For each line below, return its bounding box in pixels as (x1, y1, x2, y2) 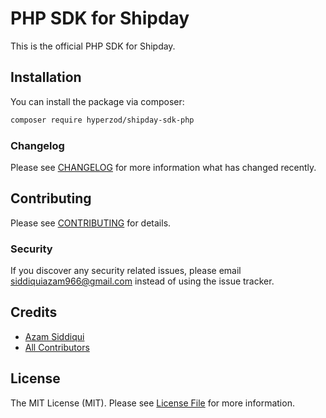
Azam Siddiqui (24, 330, 85, 342)
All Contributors (24, 341, 90, 353)
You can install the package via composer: (10, 95, 185, 107)
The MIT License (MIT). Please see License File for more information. (10, 397, 295, 409)
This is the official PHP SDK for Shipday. (10, 40, 176, 52)
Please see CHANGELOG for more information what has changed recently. (10, 161, 317, 173)
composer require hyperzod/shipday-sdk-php (10, 115, 195, 125)
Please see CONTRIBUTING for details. (10, 217, 172, 229)
